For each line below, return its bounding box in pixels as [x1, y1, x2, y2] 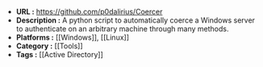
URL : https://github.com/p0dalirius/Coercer [15, 7, 163, 16]
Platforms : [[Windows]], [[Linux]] [15, 32, 130, 42]
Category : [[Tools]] [15, 41, 83, 51]
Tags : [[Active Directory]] [15, 50, 103, 59]
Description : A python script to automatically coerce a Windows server [15, 15, 256, 25]
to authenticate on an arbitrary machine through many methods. [15, 24, 229, 33]
